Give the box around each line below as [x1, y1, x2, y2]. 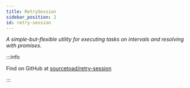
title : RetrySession [6, 8, 57, 15]
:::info [6, 54, 20, 61]
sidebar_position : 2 [6, 14, 57, 20]
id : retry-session [6, 19, 51, 25]
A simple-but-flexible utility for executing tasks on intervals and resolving [6, 36, 184, 43]
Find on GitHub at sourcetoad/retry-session [6, 65, 112, 72]
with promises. [6, 42, 42, 49]
